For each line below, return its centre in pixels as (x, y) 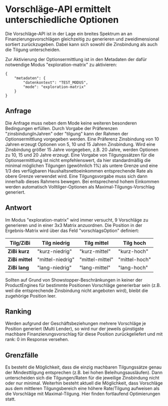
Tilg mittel (96, 242)
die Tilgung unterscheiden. (33, 49)
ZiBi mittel (20, 259)
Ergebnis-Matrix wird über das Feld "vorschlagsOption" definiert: (72, 230)
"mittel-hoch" (134, 259)
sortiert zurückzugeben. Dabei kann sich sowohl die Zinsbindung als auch (81, 44)
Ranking (18, 311)
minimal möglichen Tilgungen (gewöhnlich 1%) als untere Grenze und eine (81, 165)
